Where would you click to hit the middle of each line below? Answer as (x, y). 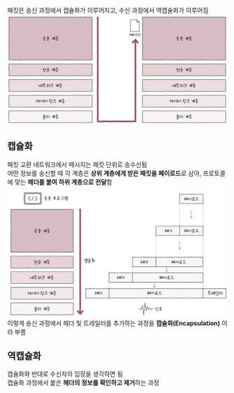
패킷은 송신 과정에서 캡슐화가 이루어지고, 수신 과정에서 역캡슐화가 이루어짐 (108, 10)
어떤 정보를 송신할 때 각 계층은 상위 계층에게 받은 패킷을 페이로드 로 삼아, (104, 173)
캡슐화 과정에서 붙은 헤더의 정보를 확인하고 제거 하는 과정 (83, 383)
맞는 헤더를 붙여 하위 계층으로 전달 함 (64, 182)
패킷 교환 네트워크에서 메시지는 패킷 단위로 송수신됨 (77, 164)
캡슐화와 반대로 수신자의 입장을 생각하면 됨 (65, 374)
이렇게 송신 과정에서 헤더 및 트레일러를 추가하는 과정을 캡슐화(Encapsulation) (114, 323)
